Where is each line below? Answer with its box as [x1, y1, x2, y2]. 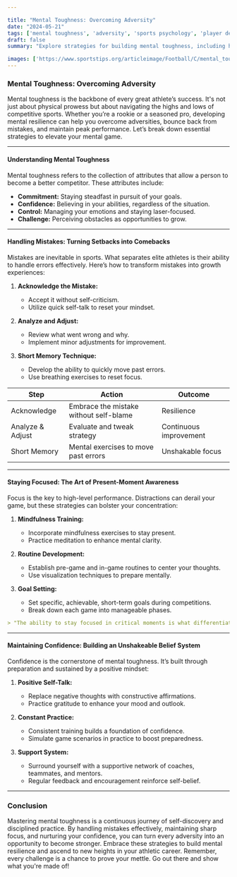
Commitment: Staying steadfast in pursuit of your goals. [17, 192, 182, 201]
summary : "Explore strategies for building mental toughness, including [7, 43, 226, 50]
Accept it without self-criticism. [28, 295, 120, 304]
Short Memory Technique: [17, 351, 97, 360]
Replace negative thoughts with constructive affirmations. [28, 691, 196, 700]
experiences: [7, 268, 46, 276]
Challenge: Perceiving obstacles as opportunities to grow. [17, 215, 187, 223]
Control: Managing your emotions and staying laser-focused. [17, 207, 196, 215]
